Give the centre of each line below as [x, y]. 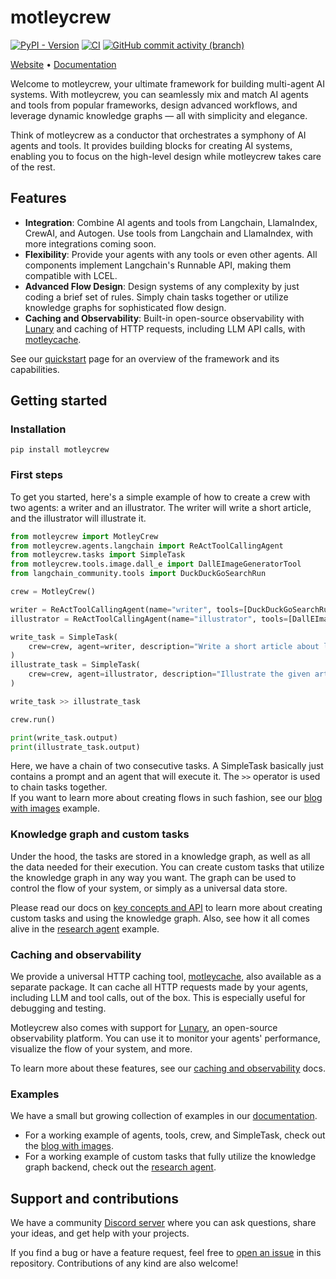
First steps [36, 475]
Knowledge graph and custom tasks [100, 834]
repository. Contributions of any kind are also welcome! [124, 1263]
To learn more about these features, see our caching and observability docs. [168, 1068]
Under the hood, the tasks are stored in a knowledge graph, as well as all [160, 856]
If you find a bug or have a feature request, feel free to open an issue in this [166, 1253]
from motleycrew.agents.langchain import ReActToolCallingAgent [147, 546]
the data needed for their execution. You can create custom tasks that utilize [167, 867]
